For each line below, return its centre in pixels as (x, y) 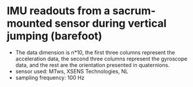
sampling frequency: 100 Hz (50, 78)
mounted (29, 23)
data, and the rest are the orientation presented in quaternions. (92, 65)
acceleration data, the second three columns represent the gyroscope (101, 59)
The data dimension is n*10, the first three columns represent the (95, 52)
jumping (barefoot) (55, 36)
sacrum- (134, 11)
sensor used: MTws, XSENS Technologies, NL (72, 71)
